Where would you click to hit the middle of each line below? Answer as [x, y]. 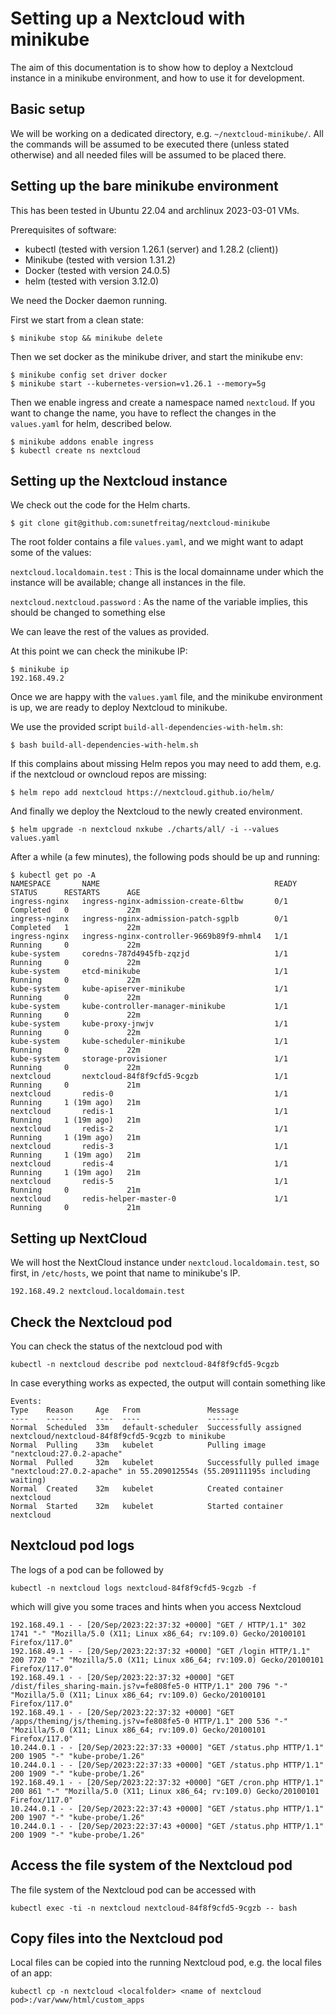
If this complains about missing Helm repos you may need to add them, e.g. [166, 764]
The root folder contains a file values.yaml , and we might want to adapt [157, 542]
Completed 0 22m [75, 910]
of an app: [31, 1973]
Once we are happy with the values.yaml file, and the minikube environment [166, 697]
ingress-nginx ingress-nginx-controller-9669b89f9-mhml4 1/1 [149, 937]
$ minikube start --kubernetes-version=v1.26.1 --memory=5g [138, 383]
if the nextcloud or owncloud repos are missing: [108, 774]
